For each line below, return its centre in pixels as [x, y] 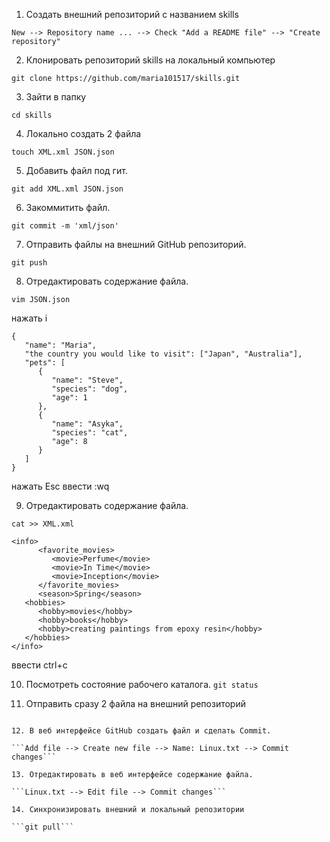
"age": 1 [69, 398]
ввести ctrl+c [39, 665]
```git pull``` [43, 827]
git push [29, 263]
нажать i [29, 318]
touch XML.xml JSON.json [63, 152]
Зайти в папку [56, 97]
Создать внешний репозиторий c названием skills [132, 14]
